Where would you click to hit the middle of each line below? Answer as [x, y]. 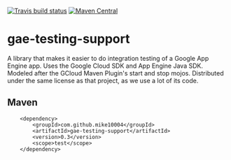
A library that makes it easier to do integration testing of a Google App [108, 58]
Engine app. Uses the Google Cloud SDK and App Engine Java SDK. [105, 66]
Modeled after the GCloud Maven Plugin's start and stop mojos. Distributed [115, 73]
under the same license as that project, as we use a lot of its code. [103, 80]
